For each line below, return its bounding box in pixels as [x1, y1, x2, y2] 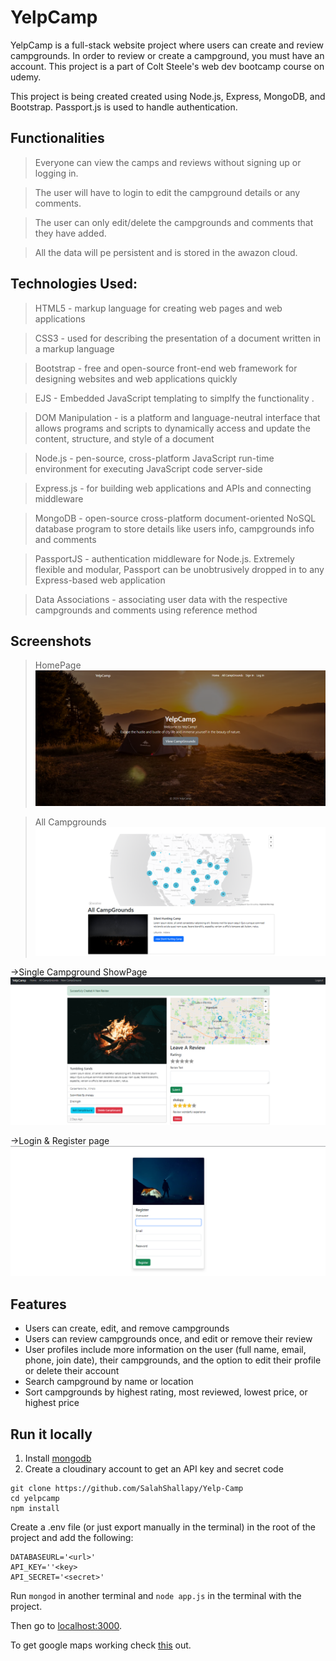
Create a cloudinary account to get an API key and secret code [24, 1462, 284, 1475]
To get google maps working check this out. [10, 1639, 192, 1651]
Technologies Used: [10, 276, 138, 293]
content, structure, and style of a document [34, 432, 215, 445]
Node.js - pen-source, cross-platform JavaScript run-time [34, 452, 275, 464]
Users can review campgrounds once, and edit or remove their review [24, 1333, 313, 1345]
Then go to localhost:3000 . [10, 1619, 123, 1631]
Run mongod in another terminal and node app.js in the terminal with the [10, 1589, 302, 1601]
